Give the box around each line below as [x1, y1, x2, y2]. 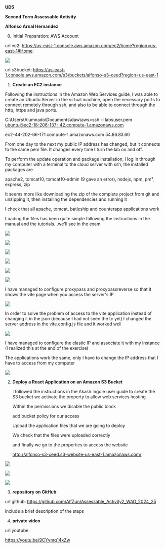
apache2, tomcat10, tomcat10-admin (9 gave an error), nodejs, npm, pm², [5, 176, 155, 182]
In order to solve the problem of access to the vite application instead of [5, 310, 152, 316]
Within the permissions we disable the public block [12, 404, 116, 409]
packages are [5, 167, 33, 173]
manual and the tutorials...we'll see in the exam [5, 221, 101, 227]
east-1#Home [5, 48, 33, 54]
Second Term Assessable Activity [5, 14, 77, 19]
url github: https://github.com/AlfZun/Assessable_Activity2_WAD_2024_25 [5, 498, 157, 504]
